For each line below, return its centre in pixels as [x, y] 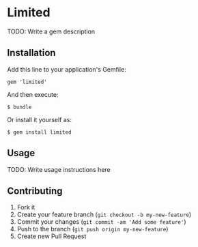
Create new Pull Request [52, 236]
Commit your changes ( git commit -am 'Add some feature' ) [101, 222]
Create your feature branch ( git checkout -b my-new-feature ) [104, 215]
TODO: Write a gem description [51, 31]
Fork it [26, 207]
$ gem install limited [39, 132]
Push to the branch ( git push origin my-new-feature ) [93, 229]
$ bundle [19, 107]
